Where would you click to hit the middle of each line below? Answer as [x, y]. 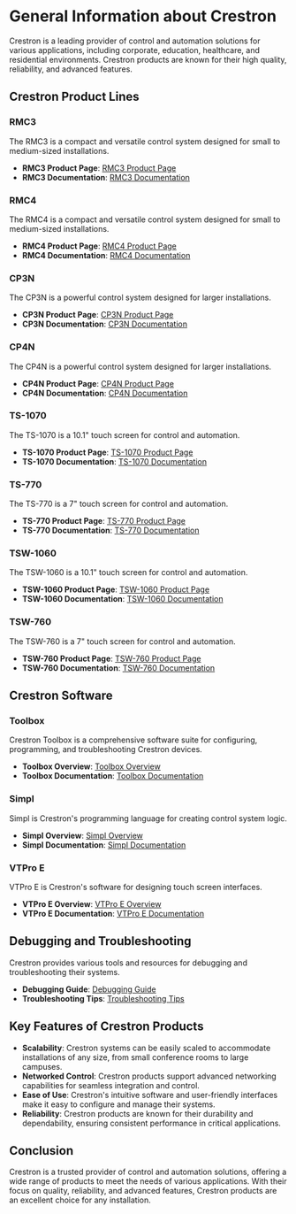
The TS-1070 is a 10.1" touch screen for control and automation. [125, 434]
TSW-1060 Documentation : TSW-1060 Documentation [122, 599]
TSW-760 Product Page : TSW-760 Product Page [111, 658]
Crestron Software [61, 696]
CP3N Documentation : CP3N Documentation [105, 324]
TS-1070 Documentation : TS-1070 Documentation [114, 461]
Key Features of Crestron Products [106, 1027]
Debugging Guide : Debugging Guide [89, 989]
